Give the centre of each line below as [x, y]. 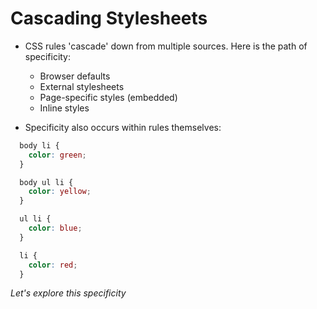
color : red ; [53, 265]
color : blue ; [55, 228]
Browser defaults [75, 76]
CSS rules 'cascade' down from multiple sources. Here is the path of [166, 46]
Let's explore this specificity [68, 293]
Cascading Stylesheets [109, 18]
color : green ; [57, 155]
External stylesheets [82, 86]
